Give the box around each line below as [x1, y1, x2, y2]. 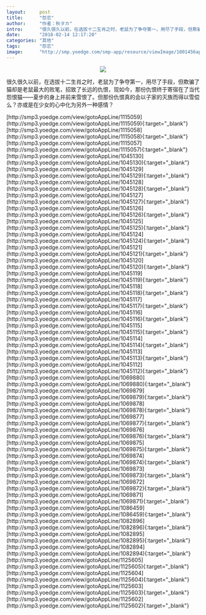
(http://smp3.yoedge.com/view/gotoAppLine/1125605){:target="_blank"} [6, 562, 189, 570]
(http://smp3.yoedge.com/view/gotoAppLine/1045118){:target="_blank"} [6, 289, 189, 296]
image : [6, 49, 23, 55]
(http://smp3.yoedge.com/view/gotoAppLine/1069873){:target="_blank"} [6, 472, 191, 479]
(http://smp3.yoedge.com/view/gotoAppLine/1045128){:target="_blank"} [6, 185, 190, 192]
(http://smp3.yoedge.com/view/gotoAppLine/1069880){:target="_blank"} [6, 380, 191, 388]
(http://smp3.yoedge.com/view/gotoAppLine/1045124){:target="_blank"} [6, 237, 190, 244]
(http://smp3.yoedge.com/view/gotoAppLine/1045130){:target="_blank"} [6, 159, 190, 166]
